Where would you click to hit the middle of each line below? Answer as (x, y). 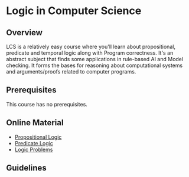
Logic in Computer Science (74, 11)
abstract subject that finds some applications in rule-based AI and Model (95, 59)
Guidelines (26, 168)
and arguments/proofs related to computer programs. (71, 71)
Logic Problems (34, 149)
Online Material (35, 123)
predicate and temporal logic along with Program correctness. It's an (90, 53)
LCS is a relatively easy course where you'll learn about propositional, (91, 46)
